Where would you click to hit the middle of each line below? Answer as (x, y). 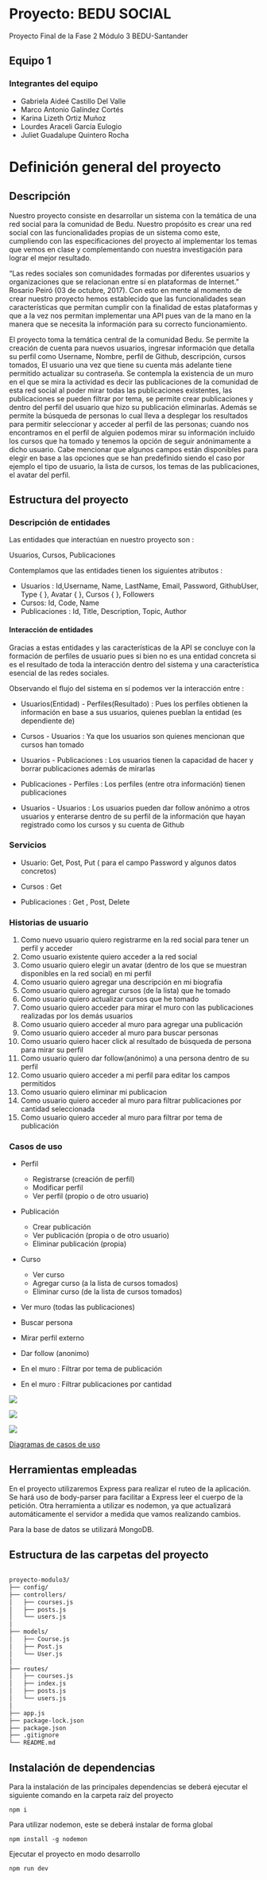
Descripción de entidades (60, 522)
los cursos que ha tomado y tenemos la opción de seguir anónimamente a (130, 441)
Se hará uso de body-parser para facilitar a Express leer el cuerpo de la (126, 1497)
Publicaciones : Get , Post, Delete (75, 901)
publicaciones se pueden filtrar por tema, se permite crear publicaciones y (131, 398)
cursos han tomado (52, 745)
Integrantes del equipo (54, 84)
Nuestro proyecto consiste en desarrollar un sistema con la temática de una (133, 215)
